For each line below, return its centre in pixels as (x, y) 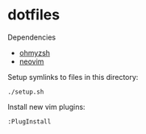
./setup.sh (26, 92)
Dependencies (32, 37)
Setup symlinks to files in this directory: (73, 77)
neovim (31, 61)
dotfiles (34, 15)
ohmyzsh (34, 52)
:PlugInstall (29, 121)
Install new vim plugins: (46, 107)
